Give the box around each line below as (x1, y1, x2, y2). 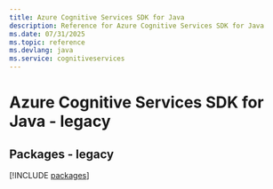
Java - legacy (9, 112, 111, 131)
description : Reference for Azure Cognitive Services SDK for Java (9, 21, 265, 30)
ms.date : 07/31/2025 (9, 29, 86, 38)
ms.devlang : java (9, 46, 74, 55)
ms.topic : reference (9, 37, 86, 47)
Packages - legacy (9, 146, 114, 161)
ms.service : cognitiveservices (9, 54, 125, 63)
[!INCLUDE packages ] (9, 170, 90, 180)
